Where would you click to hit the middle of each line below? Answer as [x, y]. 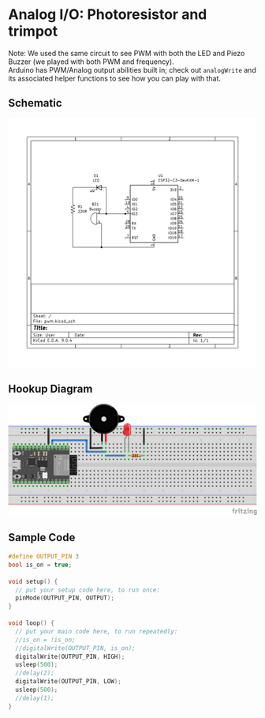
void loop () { [32, 623]
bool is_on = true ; [40, 565]
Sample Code [42, 538]
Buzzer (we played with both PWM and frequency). [91, 62]
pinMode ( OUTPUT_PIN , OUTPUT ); [65, 598]
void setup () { [33, 581]
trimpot [33, 31]
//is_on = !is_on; [46, 640]
